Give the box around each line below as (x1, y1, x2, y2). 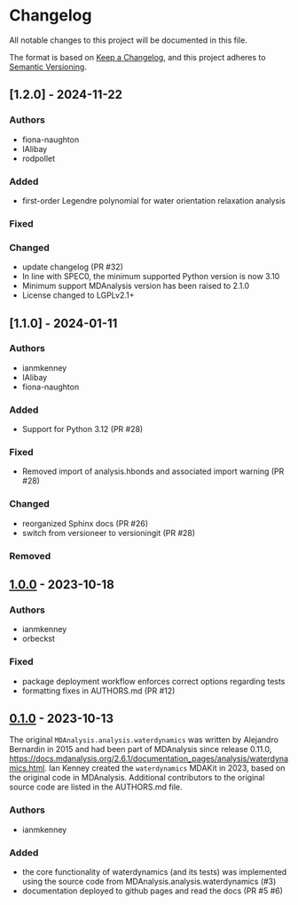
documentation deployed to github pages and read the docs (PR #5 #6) (21, 885, 284, 896)
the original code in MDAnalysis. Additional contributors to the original (9, 773, 265, 783)
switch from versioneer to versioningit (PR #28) (21, 527, 196, 538)
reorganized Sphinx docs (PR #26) (21, 517, 149, 529)
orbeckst (21, 633, 56, 645)
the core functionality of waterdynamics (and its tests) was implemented (21, 867, 287, 877)
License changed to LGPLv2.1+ (21, 290, 135, 300)
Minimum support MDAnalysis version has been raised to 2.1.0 (21, 281, 250, 292)
